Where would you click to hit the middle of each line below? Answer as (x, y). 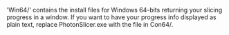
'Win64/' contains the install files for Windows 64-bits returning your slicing (114, 10)
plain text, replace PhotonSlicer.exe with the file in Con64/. (90, 24)
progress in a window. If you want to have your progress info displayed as (111, 17)
